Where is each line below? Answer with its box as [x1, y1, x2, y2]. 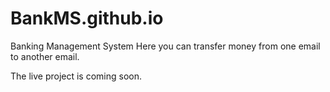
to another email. [10, 50, 80, 62]
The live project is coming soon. [10, 70, 143, 82]
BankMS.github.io [10, 7, 164, 30]
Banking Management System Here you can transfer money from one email [10, 40, 321, 52]
